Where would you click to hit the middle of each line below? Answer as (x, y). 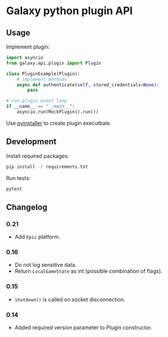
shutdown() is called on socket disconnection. (70, 299)
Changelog (27, 207)
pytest (14, 189)
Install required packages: (38, 156)
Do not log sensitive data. (45, 265)
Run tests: (18, 178)
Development (32, 142)
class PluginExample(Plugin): (43, 74)
